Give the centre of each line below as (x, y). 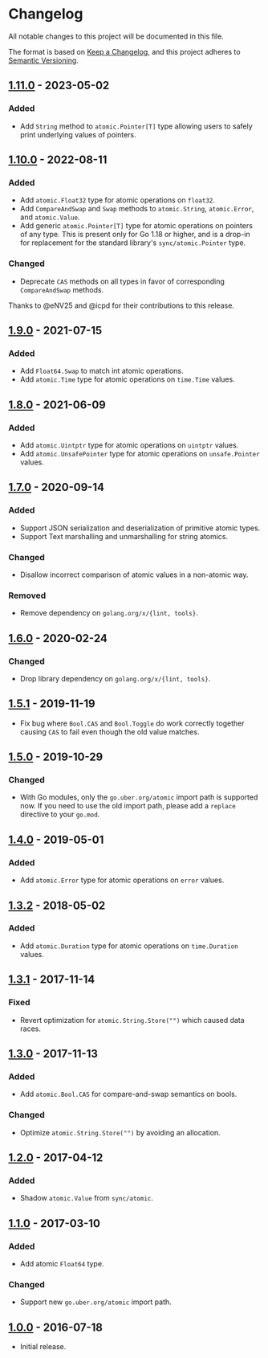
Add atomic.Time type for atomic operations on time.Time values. (127, 379)
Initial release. (43, 1346)
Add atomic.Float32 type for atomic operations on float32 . (117, 200)
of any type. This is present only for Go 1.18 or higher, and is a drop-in (135, 235)
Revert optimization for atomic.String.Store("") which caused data (132, 1020)
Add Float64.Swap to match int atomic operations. (102, 371)
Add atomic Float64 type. (62, 1263)
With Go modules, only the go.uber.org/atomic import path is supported (139, 797)
